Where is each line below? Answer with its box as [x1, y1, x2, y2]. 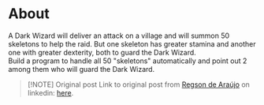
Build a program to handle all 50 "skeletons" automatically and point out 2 [8, 56, 247, 66]
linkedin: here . [27, 88, 74, 97]
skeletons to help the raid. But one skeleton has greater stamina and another [8, 39, 256, 48]
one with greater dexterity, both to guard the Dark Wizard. [8, 47, 197, 57]
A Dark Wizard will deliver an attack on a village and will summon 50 [8, 31, 230, 40]
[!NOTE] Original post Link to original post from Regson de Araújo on [27, 80, 251, 89]
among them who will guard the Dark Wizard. [8, 64, 155, 73]
